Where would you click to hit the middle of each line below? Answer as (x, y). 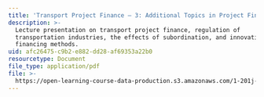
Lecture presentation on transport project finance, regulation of (128, 30)
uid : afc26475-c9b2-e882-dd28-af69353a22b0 (81, 52)
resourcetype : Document (47, 59)
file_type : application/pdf (54, 66)
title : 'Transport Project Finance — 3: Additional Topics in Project (126, 15)
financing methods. (47, 45)
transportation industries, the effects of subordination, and (121, 37)
